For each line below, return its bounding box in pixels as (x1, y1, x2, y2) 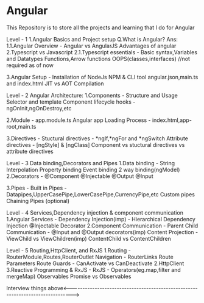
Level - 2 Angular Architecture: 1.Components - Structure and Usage (6, 91, 178, 99)
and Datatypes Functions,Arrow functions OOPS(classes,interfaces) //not (6, 55, 191, 62)
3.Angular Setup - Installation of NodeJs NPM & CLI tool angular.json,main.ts (6, 73, 199, 80)
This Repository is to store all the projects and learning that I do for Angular (6, 24, 195, 31)
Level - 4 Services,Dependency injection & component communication (6, 209, 184, 216)
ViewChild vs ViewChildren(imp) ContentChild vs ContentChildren (6, 235, 172, 242)
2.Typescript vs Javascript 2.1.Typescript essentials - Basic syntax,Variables (6, 48, 198, 55)
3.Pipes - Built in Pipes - (6, 184, 67, 191)
